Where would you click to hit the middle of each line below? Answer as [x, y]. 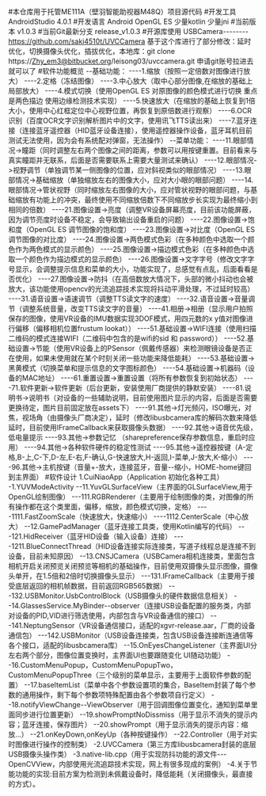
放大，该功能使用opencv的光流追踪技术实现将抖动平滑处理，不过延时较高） [131, 289]
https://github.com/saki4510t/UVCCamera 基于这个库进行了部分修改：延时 [130, 41]
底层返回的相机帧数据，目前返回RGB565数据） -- [95, 586]
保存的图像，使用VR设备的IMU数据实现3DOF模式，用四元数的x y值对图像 [127, 318]
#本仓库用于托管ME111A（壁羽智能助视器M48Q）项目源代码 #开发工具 [122, 11]
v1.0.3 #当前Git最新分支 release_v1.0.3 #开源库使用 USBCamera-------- [133, 31]
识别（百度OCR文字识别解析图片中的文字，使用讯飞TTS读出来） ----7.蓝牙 [129, 120]
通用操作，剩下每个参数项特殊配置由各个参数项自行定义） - [118, 695]
